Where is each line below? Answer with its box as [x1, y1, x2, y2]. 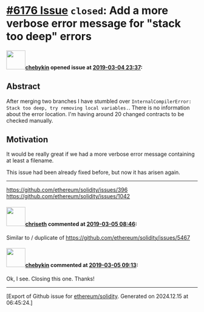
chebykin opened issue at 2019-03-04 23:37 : [25, 63, 143, 71]
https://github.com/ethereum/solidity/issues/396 [6, 186, 128, 193]
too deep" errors [6, 30, 92, 43]
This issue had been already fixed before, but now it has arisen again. [6, 168, 180, 176]
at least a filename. [6, 157, 54, 164]
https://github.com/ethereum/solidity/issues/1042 [6, 193, 131, 200]
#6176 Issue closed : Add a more [6, 4, 169, 18]
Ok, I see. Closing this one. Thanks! [6, 275, 95, 282]
